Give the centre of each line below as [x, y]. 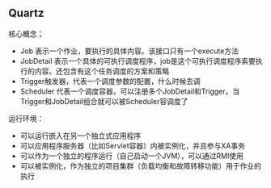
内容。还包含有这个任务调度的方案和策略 [102, 71]
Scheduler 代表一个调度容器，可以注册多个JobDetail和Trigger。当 [130, 91]
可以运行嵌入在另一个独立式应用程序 [80, 136]
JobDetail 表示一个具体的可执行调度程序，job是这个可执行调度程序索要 [138, 61]
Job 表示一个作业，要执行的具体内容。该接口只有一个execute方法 [129, 51]
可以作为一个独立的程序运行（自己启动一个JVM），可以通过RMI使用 [132, 156]
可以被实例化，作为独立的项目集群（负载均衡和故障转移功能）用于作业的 [140, 165]
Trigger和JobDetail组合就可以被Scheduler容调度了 [104, 101]
